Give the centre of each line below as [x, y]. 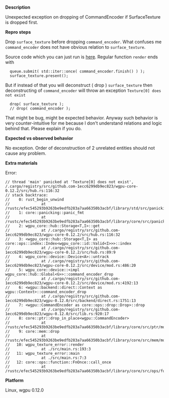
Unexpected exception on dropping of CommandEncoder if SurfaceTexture [83, 17]
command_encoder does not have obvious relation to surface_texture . [75, 47]
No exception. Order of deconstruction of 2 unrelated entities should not [80, 148]
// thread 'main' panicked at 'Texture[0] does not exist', [70, 182]
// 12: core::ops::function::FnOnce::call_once [58, 362]
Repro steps [18, 32]
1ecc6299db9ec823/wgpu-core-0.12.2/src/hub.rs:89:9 [60, 252]
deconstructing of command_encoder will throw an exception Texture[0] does [83, 90]
